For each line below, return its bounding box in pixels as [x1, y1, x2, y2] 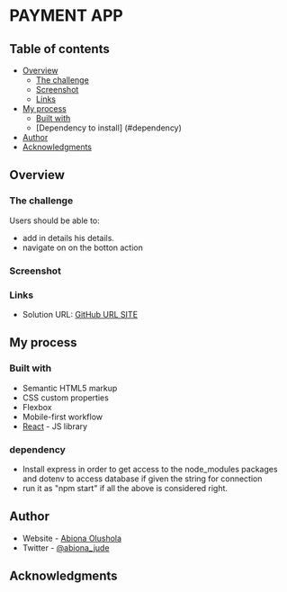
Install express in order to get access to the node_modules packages [22, 463, 278, 474]
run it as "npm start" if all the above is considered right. [22, 482, 228, 493]
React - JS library [22, 420, 88, 432]
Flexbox [22, 401, 52, 412]
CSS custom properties [22, 392, 110, 403]
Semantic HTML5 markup [22, 382, 118, 393]
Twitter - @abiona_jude [22, 542, 110, 553]
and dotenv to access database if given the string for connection [22, 473, 263, 484]
